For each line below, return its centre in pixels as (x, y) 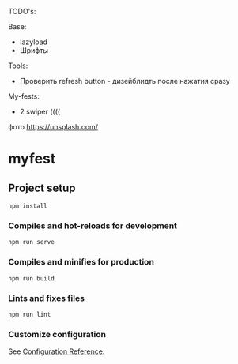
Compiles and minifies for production (81, 262)
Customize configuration (57, 334)
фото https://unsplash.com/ (53, 127)
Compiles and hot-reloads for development (93, 226)
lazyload (34, 42)
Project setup (42, 188)
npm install (28, 206)
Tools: (18, 66)
